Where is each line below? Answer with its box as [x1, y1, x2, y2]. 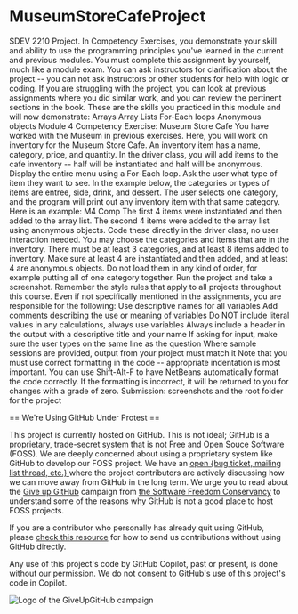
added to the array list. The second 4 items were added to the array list [9, 215, 270, 226]
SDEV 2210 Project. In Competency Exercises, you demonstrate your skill [9, 36, 278, 46]
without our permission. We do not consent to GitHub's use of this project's [9, 568, 286, 578]
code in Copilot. [9, 577, 68, 588]
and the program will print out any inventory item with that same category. [9, 196, 280, 206]
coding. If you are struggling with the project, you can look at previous [9, 83, 267, 93]
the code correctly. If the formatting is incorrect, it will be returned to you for [9, 376, 289, 386]
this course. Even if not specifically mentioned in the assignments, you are [9, 291, 282, 302]
